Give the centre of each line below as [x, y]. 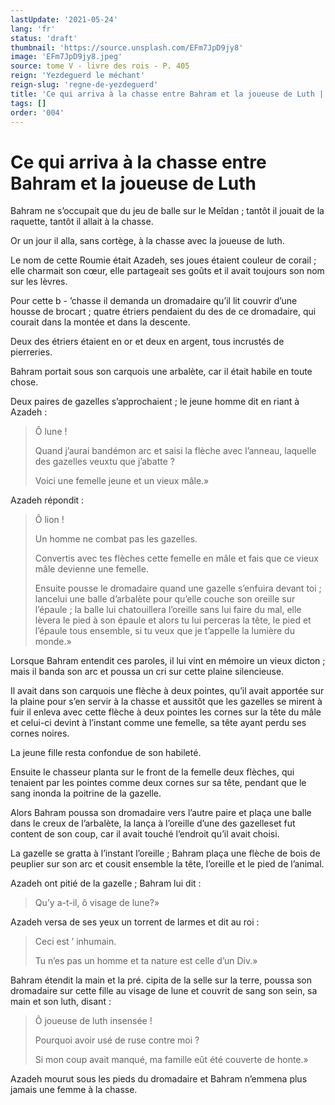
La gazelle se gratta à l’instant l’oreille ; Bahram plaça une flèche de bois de [165, 853]
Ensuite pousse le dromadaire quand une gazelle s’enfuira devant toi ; [178, 588]
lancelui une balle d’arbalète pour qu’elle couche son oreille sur [165, 599]
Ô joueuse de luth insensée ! [93, 1021]
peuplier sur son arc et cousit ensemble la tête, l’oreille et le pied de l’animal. [167, 864]
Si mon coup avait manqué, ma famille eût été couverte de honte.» [171, 1060]
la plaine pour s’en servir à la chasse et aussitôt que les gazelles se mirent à [166, 702]
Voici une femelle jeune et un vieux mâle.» [122, 481]
